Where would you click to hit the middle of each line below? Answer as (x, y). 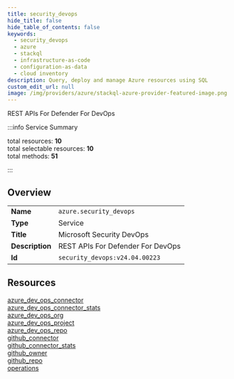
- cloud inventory (41, 73)
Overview (30, 192)
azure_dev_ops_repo (37, 330)
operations (23, 368)
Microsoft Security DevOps (103, 234)
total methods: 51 (33, 156)
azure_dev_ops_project (41, 322)
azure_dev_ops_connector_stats (54, 307)
